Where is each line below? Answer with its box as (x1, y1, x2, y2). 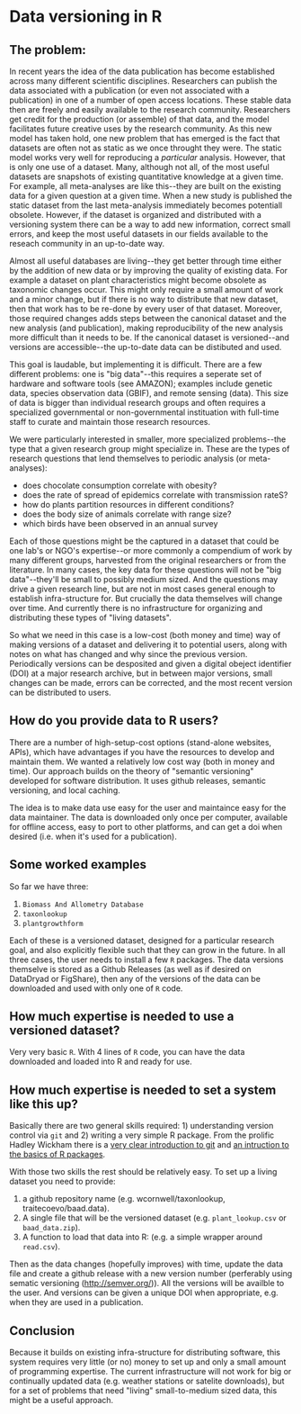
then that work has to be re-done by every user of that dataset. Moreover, (9, 303, 283, 314)
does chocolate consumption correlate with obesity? (22, 480, 217, 491)
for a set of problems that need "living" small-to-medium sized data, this (9, 1385, 278, 1396)
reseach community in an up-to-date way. (9, 239, 165, 248)
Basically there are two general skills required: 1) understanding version (9, 1121, 274, 1131)
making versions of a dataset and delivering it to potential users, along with (9, 639, 288, 650)
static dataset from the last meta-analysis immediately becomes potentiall (9, 200, 283, 211)
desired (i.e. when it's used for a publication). (9, 831, 177, 842)
